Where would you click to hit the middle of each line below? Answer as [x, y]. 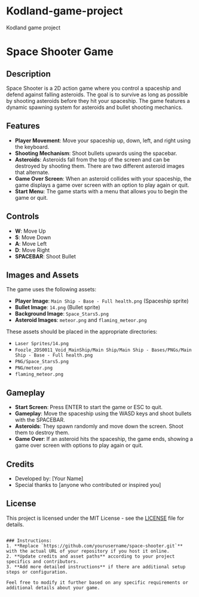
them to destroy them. [42, 432]
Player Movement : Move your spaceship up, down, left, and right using [103, 140]
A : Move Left [31, 243]
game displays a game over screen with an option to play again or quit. [102, 185]
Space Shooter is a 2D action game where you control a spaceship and [94, 88]
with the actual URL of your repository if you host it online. [88, 551]
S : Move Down [33, 237]
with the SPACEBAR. [40, 420]
